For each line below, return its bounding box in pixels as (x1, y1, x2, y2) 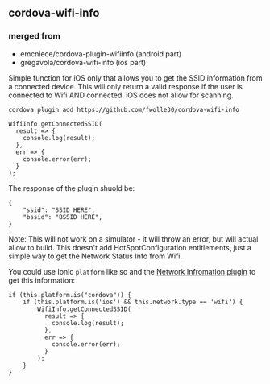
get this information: (8, 275, 75, 285)
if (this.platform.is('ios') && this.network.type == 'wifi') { (23, 298, 243, 306)
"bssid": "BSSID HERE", (23, 213, 103, 221)
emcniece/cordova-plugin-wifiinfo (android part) (19, 48, 182, 59)
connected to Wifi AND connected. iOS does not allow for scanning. (8, 90, 234, 100)
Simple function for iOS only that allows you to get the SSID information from (8, 72, 263, 83)
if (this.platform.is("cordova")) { (8, 291, 131, 299)
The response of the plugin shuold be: (8, 183, 135, 192)
